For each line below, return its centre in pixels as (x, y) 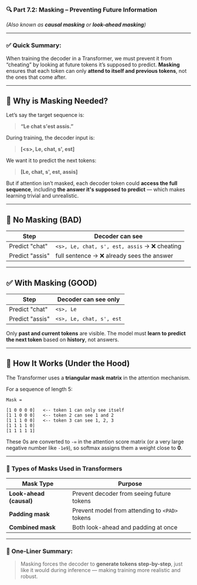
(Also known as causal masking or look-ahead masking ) (76, 25)
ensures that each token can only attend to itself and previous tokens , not (96, 70)
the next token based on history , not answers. (62, 339)
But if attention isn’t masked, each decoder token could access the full (92, 183)
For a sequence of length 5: (40, 389)
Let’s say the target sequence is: (45, 115)
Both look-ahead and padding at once (125, 527)
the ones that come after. (36, 77)
